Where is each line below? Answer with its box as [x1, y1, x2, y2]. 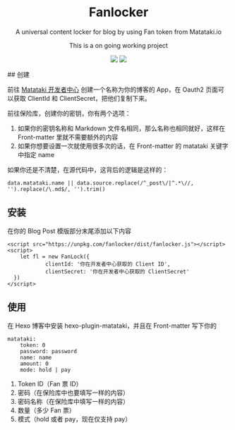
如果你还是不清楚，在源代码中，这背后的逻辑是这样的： [7, 165, 168, 173]
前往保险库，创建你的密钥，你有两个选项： [7, 109, 131, 117]
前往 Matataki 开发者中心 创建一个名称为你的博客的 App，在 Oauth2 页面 [7, 85, 219, 94]
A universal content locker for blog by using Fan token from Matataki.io [15, 27, 222, 36]
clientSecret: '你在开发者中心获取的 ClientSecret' [44, 268, 190, 275]
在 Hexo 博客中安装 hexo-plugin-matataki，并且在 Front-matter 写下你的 [7, 321, 217, 330]
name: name [20, 354, 52, 361]
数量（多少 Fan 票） [17, 406, 76, 414]
